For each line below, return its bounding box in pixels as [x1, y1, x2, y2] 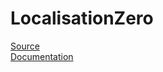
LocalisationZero [10, 7, 154, 30]
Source [10, 40, 40, 52]
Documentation [10, 50, 74, 62]
